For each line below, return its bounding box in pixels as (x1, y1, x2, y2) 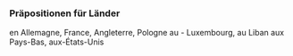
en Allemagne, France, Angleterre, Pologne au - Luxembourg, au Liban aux (9, 28, 285, 38)
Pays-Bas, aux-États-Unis (9, 36, 105, 47)
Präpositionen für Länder (9, 7, 121, 20)
